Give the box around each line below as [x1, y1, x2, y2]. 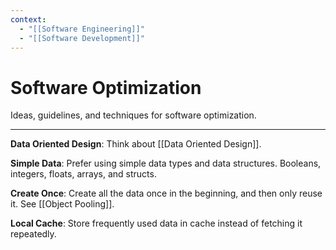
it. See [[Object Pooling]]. [10, 198, 115, 210]
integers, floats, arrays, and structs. [10, 168, 157, 180]
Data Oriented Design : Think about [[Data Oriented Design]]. [10, 138, 262, 150]
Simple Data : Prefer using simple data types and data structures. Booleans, [10, 157, 322, 170]
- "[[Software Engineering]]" [19, 24, 145, 34]
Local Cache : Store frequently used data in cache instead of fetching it [10, 217, 303, 230]
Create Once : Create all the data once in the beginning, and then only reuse [10, 187, 323, 200]
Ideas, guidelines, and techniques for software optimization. [10, 109, 257, 121]
